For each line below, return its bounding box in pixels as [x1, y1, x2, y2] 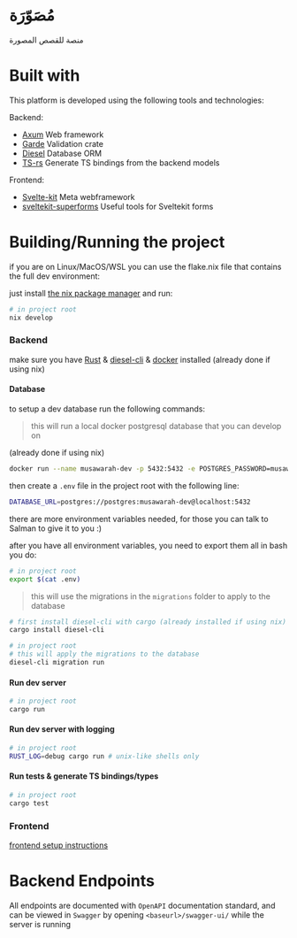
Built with [9, 65, 80, 86]
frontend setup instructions [9, 840, 109, 850]
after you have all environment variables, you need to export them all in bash [9, 540, 288, 550]
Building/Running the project [9, 232, 225, 252]
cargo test [9, 798, 49, 808]
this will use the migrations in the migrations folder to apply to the [30, 590, 271, 602]
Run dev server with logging [9, 724, 115, 734]
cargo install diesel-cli [9, 626, 104, 634]
